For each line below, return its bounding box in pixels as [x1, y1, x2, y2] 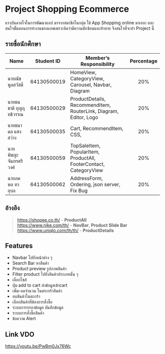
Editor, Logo [70, 114, 98, 121]
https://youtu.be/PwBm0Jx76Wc [5, 343, 71, 349]
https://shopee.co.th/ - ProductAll [17, 217, 87, 223]
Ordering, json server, [70, 181, 121, 188]
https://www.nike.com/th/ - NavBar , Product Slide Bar [17, 222, 128, 228]
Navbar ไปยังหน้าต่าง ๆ [12, 255, 53, 260]
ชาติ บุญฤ [7, 104, 25, 111]
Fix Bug [70, 187, 88, 194]
